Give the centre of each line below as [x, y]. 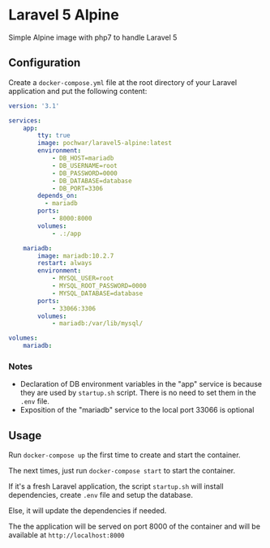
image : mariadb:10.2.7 [76, 256]
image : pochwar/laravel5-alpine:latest [105, 143]
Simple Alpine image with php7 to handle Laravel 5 [93, 37]
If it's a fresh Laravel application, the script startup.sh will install [116, 486]
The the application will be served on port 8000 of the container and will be [135, 527]
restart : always [65, 263]
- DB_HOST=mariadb [83, 158]
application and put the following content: [78, 91]
